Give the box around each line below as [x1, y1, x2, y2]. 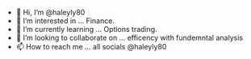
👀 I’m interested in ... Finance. [15, 16, 115, 26]
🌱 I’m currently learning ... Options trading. [15, 25, 157, 33]
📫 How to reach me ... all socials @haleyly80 [15, 42, 167, 51]
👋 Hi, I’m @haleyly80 [15, 8, 86, 17]
